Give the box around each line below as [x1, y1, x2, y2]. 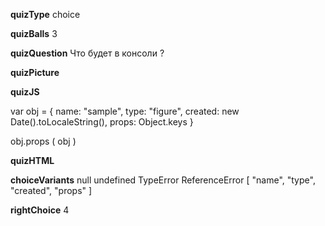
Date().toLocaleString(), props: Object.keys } [10, 116, 194, 128]
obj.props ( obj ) [10, 135, 77, 147]
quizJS [10, 86, 40, 98]
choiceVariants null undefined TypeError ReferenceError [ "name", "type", [10, 174, 316, 186]
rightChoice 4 [10, 204, 70, 216]
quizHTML [10, 155, 55, 166]
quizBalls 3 [10, 28, 58, 39]
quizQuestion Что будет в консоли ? [10, 47, 165, 59]
